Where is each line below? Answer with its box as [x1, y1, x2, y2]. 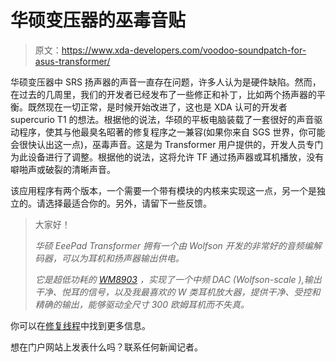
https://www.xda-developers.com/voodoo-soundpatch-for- [61, 44, 307, 56]
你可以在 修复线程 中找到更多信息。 [10, 319, 151, 331]
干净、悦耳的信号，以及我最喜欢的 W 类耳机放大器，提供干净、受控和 [34, 286, 321, 298]
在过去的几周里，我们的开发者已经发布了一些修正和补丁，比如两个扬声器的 [10, 88, 317, 100]
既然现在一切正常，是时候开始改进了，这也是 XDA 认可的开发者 [27, 101, 288, 113]
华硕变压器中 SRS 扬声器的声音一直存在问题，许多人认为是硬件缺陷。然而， [10, 76, 322, 88]
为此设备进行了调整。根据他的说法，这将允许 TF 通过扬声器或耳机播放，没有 [10, 151, 325, 163]
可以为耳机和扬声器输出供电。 [61, 252, 185, 264]
